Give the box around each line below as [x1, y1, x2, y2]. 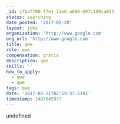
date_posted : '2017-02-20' [6, 19, 72, 25]
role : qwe [6, 47, 31, 53]
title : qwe [6, 42, 33, 48]
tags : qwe [6, 85, 31, 91]
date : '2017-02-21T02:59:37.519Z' [6, 91, 91, 96]
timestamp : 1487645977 [6, 96, 62, 102]
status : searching [6, 14, 51, 20]
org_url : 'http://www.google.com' [6, 36, 91, 42]
